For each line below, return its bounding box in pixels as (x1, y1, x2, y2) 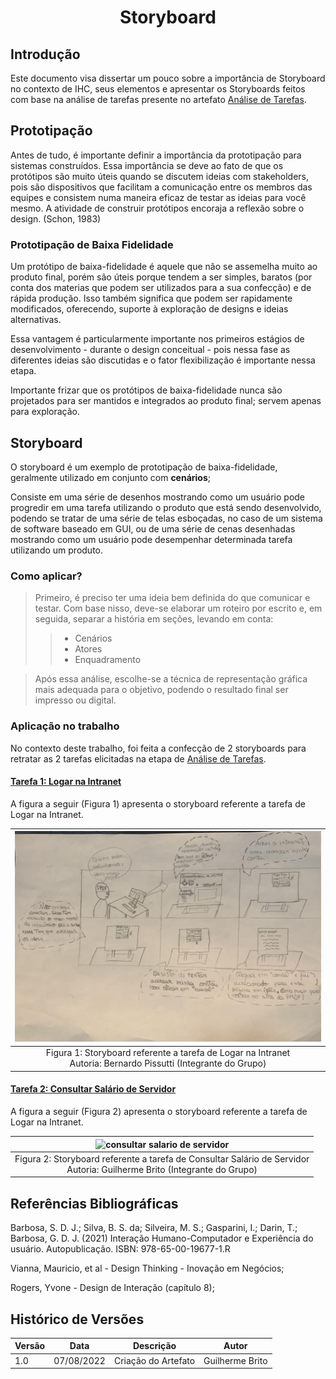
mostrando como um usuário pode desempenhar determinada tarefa (10, 533, 293, 545)
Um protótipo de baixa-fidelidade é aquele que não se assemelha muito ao (10, 261, 318, 273)
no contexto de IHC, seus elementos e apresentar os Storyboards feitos (10, 83, 306, 95)
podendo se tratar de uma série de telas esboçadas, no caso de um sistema (10, 512, 323, 524)
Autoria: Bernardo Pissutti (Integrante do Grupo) (69, 1057, 267, 1070)
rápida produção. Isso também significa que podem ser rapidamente (10, 292, 293, 305)
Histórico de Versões (10, 1311, 145, 1328)
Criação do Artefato (113, 1354, 196, 1366)
